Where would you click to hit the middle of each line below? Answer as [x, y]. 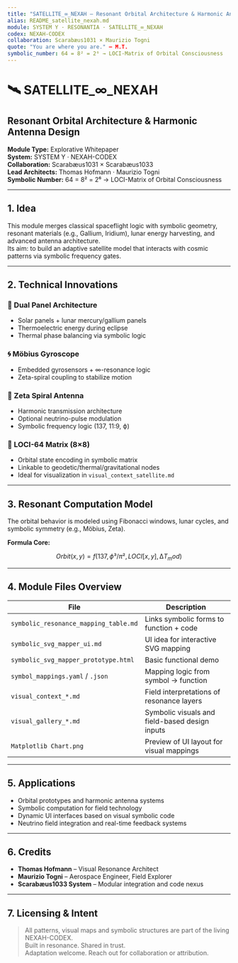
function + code [171, 628]
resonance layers [174, 701]
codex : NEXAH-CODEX [36, 34]
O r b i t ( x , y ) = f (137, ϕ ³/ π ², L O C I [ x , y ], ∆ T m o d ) [119, 557]
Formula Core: [29, 543]
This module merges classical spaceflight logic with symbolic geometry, [113, 225]
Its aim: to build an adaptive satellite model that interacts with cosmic [108, 248]
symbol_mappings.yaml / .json [59, 676]
